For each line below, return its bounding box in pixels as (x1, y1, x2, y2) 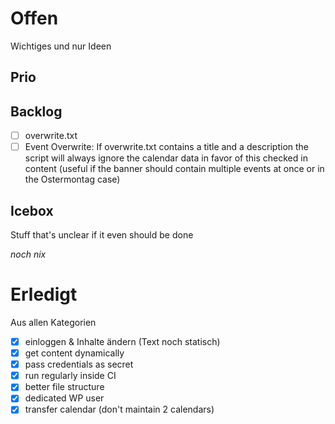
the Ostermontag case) (24, 173, 121, 186)
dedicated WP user (24, 392, 105, 404)
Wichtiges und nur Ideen (10, 40, 112, 52)
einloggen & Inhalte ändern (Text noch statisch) (24, 336, 221, 348)
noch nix (10, 248, 47, 261)
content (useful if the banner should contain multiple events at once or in (24, 163, 325, 175)
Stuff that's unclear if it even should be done (10, 229, 194, 241)
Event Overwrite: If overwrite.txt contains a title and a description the (24, 141, 310, 153)
